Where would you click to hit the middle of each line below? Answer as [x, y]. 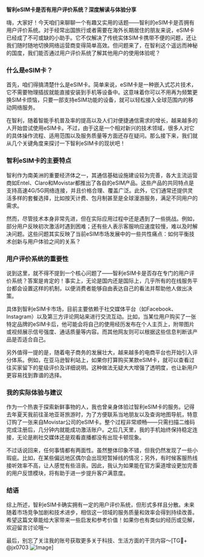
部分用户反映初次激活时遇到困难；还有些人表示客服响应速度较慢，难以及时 [99, 226]
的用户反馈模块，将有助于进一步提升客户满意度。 [67, 473]
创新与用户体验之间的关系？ [46, 241]
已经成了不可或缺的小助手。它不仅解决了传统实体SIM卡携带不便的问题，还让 [102, 38]
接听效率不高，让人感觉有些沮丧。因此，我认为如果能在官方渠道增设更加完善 [102, 466]
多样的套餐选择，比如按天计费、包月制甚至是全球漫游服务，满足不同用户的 [104, 198]
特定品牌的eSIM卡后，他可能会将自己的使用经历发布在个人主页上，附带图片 [100, 324]
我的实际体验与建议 [34, 392]
